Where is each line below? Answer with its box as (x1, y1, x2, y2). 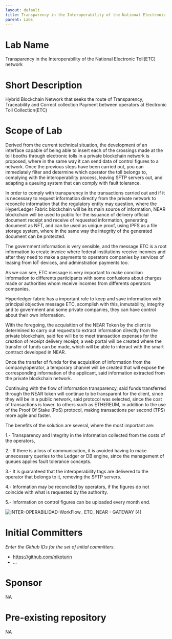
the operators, (5, 438, 35, 444)
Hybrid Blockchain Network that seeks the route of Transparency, (5, 96, 144, 102)
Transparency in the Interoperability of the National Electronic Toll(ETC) (5, 56, 156, 62)
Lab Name (5, 39, 50, 51)
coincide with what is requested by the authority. (5, 489, 109, 495)
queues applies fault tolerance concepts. (5, 458, 92, 465)
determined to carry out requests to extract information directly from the (5, 327, 158, 334)
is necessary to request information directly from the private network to (5, 195, 156, 202)
